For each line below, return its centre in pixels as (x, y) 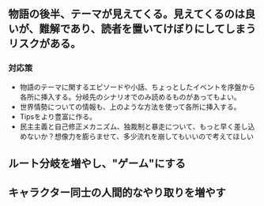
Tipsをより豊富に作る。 (58, 116)
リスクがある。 (45, 44)
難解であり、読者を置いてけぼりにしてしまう (148, 29)
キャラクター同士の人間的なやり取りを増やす (117, 193)
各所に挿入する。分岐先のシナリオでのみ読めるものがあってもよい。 (130, 96)
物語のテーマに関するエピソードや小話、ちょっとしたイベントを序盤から (137, 87)
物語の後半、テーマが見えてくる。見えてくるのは (126, 14)
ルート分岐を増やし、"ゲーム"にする (97, 164)
